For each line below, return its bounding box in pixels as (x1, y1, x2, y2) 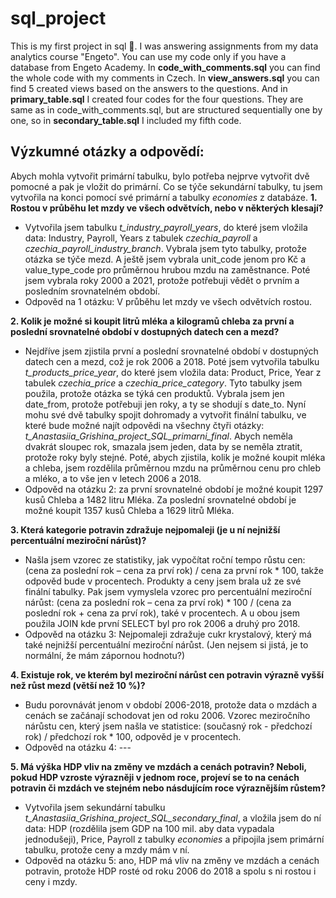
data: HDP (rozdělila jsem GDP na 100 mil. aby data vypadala (24, 822, 275, 834)
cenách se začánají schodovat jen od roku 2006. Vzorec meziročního (24, 709, 311, 721)
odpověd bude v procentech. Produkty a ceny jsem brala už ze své (24, 575, 302, 587)
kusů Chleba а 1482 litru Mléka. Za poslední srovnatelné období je (24, 493, 297, 506)
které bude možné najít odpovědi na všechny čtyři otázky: (24, 419, 265, 431)
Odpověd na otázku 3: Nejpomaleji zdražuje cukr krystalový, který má (24, 628, 312, 640)
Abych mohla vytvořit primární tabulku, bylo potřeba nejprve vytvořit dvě (10, 170, 310, 182)
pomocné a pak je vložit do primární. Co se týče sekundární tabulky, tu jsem (10, 180, 323, 192)
